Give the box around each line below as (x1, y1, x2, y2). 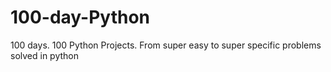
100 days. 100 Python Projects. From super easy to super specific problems (10, 39, 322, 51)
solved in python (10, 49, 80, 61)
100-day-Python (10, 6, 151, 29)
